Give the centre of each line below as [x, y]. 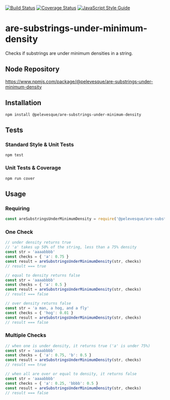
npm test [14, 155]
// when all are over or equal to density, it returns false [71, 374]
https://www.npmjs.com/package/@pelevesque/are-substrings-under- [79, 81]
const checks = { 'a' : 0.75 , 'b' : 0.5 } [49, 355]
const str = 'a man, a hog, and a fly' [47, 308]
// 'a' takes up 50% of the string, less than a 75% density [71, 247]
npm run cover [20, 178]
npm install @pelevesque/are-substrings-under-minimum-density [73, 114]
